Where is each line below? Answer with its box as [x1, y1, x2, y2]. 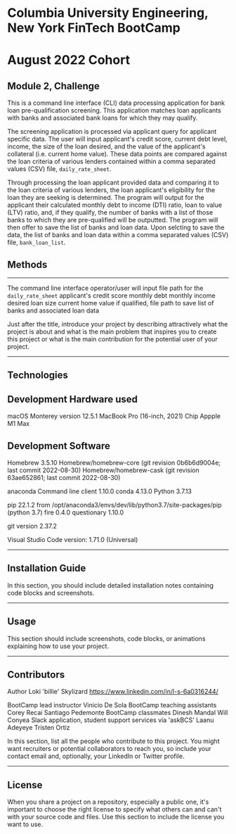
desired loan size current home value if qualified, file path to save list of [7, 299, 214, 307]
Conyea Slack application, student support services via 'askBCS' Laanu [7, 716, 214, 724]
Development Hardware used [7, 393, 138, 405]
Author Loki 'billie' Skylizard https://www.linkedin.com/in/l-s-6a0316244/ [7, 688, 219, 696]
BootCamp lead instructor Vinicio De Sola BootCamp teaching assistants [7, 701, 217, 709]
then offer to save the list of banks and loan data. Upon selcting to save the [7, 223, 225, 232]
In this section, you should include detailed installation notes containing [7, 581, 214, 589]
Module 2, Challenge [7, 80, 100, 92]
